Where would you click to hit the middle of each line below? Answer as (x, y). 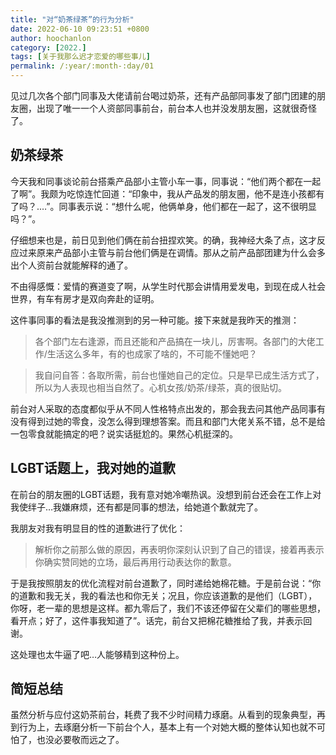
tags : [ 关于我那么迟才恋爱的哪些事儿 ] (80, 57)
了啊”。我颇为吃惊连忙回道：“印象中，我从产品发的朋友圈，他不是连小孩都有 (167, 193)
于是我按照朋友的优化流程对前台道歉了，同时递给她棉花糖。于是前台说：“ (161, 583)
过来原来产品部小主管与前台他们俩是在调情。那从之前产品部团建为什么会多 (172, 252)
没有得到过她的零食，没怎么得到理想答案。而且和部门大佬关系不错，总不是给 (168, 421)
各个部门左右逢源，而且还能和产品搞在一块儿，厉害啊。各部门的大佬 (175, 341)
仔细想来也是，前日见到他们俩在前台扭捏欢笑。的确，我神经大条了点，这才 (163, 240)
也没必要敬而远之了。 (80, 740)
